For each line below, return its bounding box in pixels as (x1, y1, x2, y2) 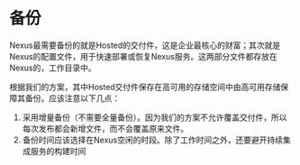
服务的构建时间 (30, 145, 86, 156)
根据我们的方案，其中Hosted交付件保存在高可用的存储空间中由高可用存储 (9, 81, 281, 92)
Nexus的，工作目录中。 (9, 62, 96, 73)
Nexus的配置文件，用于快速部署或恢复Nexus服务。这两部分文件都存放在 (9, 50, 277, 61)
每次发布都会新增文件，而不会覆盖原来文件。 (22, 123, 189, 133)
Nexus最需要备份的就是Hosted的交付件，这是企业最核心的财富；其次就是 (9, 40, 281, 50)
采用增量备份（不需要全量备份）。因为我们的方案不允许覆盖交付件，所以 (22, 112, 287, 123)
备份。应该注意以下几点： (24, 92, 120, 104)
